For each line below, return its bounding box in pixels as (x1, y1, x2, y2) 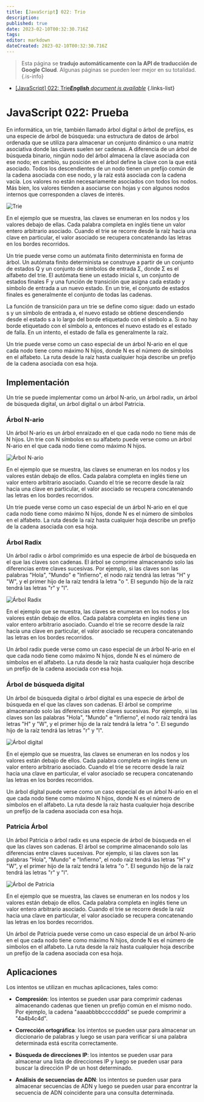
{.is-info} (21, 73, 44, 80)
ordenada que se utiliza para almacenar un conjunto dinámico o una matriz (6, 138, 194, 146)
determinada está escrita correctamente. (15, 1039, 118, 1047)
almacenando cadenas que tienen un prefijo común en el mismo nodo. (15, 1001, 192, 1009)
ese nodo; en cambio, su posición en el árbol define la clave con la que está (6, 158, 197, 165)
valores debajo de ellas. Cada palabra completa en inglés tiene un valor (6, 221, 186, 228)
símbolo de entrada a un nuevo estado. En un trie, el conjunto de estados (6, 284, 190, 291)
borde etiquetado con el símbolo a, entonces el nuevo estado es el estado (6, 322, 192, 329)
